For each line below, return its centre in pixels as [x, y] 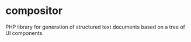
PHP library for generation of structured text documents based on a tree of [95, 27]
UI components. [25, 33]
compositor [34, 11]
